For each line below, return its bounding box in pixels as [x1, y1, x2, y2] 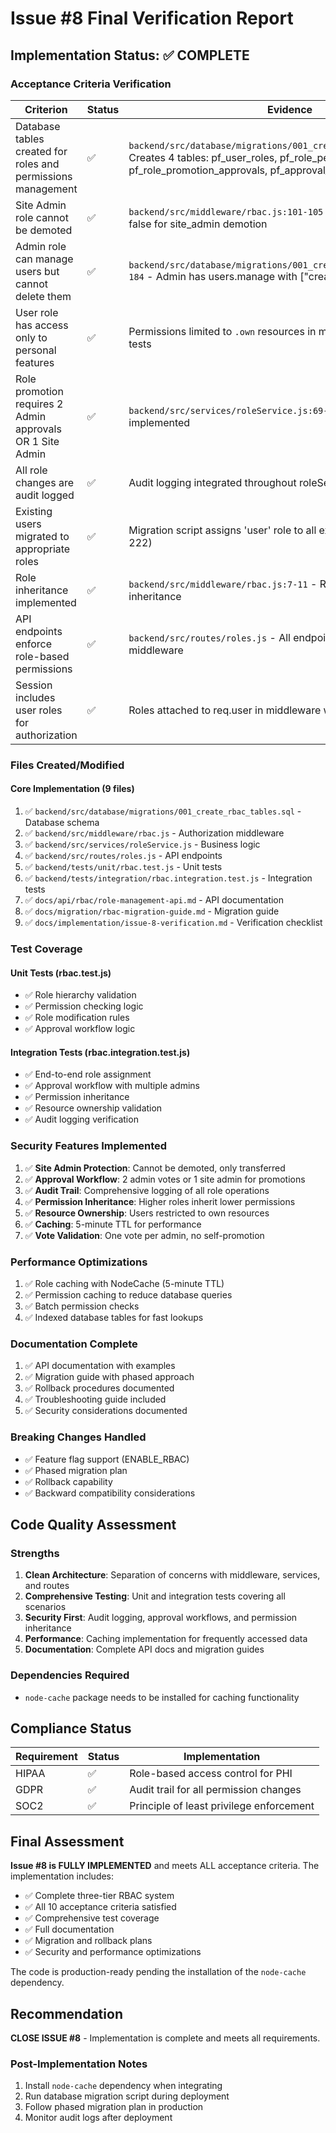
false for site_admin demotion [128, 217, 268, 231]
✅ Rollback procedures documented [24, 1382, 175, 1394]
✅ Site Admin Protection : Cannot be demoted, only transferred [24, 1162, 286, 1174]
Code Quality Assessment [10, 1516, 177, 1533]
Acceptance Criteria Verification [10, 77, 172, 91]
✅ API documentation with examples [24, 1360, 176, 1372]
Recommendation [10, 2005, 123, 2022]
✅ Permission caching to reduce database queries [24, 1288, 233, 1301]
